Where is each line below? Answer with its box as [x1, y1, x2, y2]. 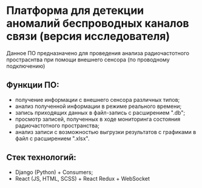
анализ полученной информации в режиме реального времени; [15, 102, 182, 110]
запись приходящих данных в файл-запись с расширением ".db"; [15, 109, 186, 116]
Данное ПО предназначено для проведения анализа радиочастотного [6, 49, 190, 56]
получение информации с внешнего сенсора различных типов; [15, 96, 180, 103]
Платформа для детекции [6, 4, 144, 18]
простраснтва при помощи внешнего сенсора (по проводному [6, 56, 170, 63]
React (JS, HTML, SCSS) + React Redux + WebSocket [15, 175, 150, 182]
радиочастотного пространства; [15, 122, 100, 129]
